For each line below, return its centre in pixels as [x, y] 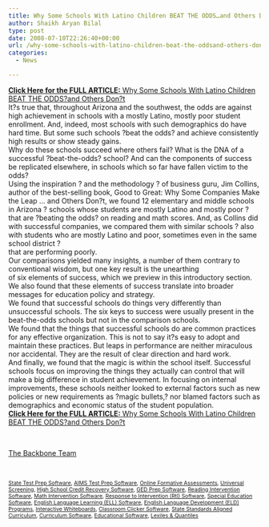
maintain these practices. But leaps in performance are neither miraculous [130, 345]
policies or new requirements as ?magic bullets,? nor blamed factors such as [134, 396]
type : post [26, 30]
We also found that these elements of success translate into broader [121, 286]
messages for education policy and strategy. [82, 294]
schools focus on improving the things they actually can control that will [127, 371]
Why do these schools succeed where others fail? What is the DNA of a [126, 150]
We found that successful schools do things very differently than [115, 303]
